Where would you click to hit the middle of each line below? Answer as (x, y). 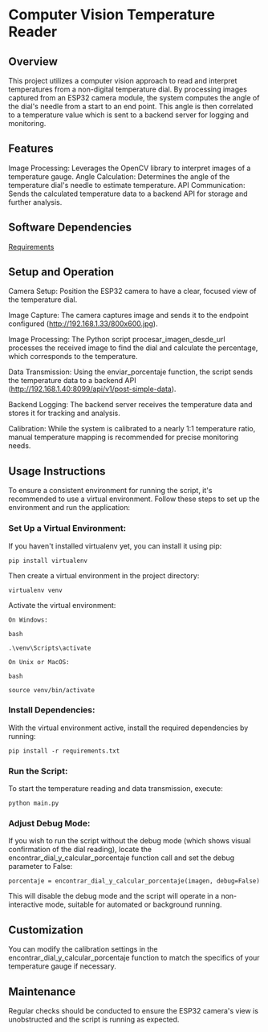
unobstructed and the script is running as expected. (94, 1020)
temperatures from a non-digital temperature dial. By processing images (128, 89)
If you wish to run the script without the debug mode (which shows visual (130, 841)
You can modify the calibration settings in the (83, 949)
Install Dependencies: (52, 710)
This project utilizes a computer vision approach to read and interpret (123, 81)
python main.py (34, 804)
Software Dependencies (70, 228)
